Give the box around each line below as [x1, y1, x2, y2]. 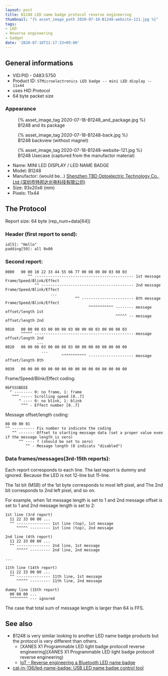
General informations [5, 59, 73, 68]
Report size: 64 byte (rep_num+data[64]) [5, 218, 91, 224]
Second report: [5, 258, 43, 265]
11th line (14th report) [5, 565, 57, 570]
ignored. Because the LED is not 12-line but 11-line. [5, 472, 110, 478]
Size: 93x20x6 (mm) [12, 185, 55, 191]
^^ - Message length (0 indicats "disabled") [25, 443, 123, 449]
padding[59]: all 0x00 [5, 246, 53, 251]
